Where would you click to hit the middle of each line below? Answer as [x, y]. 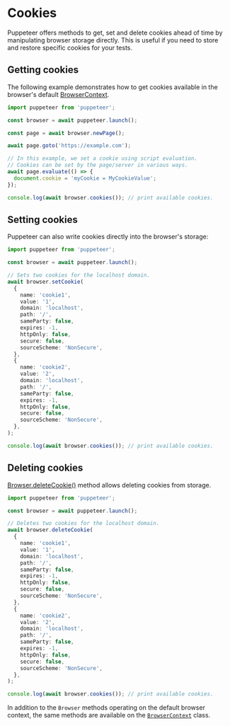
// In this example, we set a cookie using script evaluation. [103, 159]
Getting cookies [43, 70]
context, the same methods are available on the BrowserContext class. [109, 715]
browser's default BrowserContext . [58, 94]
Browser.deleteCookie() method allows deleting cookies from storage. [109, 485]
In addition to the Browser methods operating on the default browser [106, 708]
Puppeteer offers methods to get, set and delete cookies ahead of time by [115, 33]
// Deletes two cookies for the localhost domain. [84, 524]
